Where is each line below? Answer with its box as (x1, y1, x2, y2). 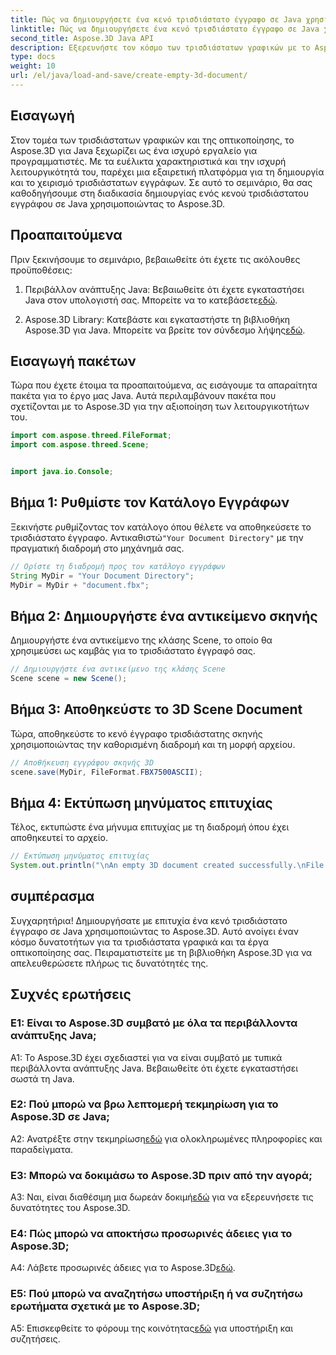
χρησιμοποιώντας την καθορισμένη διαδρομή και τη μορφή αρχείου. (10, 738, 296, 750)
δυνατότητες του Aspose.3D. (10, 1202, 131, 1214)
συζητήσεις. (10, 1332, 61, 1345)
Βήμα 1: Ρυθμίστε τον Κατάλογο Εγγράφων (10, 494, 290, 511)
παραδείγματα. (10, 1143, 74, 1155)
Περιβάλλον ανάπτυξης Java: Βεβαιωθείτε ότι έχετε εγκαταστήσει (24, 283, 305, 295)
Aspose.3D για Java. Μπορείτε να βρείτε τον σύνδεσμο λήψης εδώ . (24, 324, 306, 336)
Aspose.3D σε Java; (10, 1110, 110, 1124)
